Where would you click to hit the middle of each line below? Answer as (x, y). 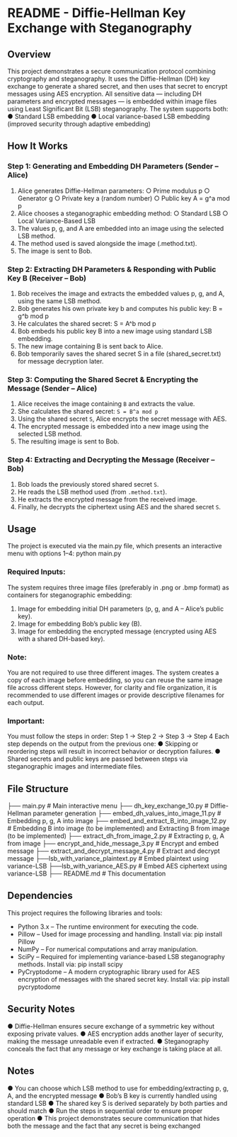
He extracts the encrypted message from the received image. (107, 499)
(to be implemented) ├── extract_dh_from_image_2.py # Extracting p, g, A (116, 836)
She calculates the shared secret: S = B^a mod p (88, 412)
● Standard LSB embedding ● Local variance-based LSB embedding (109, 116)
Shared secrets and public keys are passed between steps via (98, 759)
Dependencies (40, 896)
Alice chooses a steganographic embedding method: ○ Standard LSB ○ (123, 213)
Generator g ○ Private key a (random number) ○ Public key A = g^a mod (123, 198)
